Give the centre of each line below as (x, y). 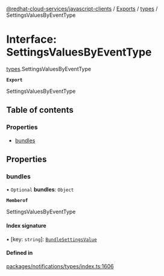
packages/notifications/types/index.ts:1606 (60, 266)
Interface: (32, 39)
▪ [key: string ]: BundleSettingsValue (52, 239)
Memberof (17, 201)
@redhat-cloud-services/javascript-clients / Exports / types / (82, 9)
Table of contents (40, 110)
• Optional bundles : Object (40, 190)
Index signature (26, 225)
